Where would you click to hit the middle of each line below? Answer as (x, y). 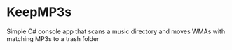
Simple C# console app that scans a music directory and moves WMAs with (116, 31)
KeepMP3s (39, 12)
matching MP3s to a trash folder (53, 38)
